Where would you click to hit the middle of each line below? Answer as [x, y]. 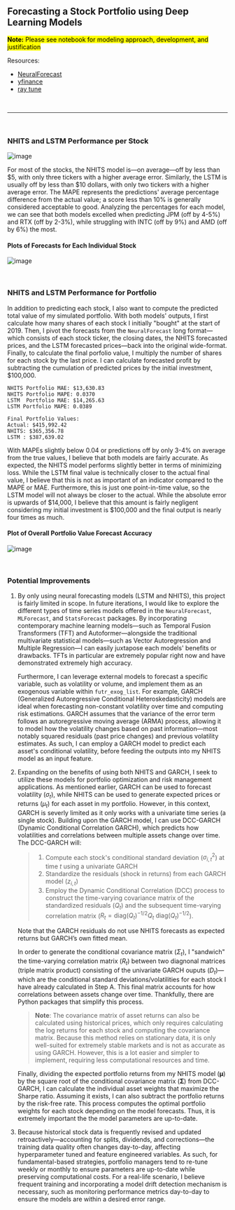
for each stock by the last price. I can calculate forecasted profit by [104, 360]
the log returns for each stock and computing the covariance [122, 1030]
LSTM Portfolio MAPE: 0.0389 [50, 406]
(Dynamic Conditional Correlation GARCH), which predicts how [108, 828]
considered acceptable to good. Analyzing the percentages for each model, [116, 207]
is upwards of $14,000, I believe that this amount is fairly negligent [103, 502]
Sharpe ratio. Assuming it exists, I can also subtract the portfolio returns [121, 1096]
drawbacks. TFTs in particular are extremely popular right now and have [121, 656]
